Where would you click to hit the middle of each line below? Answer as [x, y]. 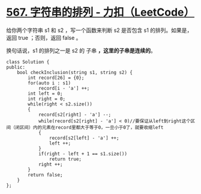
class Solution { [28, 62]
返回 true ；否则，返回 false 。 [44, 37]
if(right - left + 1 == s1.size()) [83, 154]
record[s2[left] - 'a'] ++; [84, 138]
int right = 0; [47, 99]
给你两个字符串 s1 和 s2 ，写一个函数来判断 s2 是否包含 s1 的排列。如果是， [99, 30]
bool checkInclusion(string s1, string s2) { [75, 72]
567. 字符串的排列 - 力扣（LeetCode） [100, 12]
